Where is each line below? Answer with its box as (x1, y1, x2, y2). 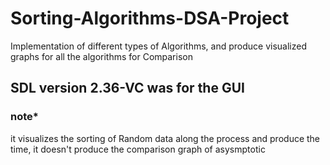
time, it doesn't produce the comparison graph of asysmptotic (10, 143, 266, 155)
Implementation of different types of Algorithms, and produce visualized (10, 40, 307, 52)
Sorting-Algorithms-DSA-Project (10, 7, 290, 30)
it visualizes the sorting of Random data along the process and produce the (10, 132, 321, 144)
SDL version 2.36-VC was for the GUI (10, 80, 245, 97)
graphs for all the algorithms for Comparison (10, 50, 193, 62)
